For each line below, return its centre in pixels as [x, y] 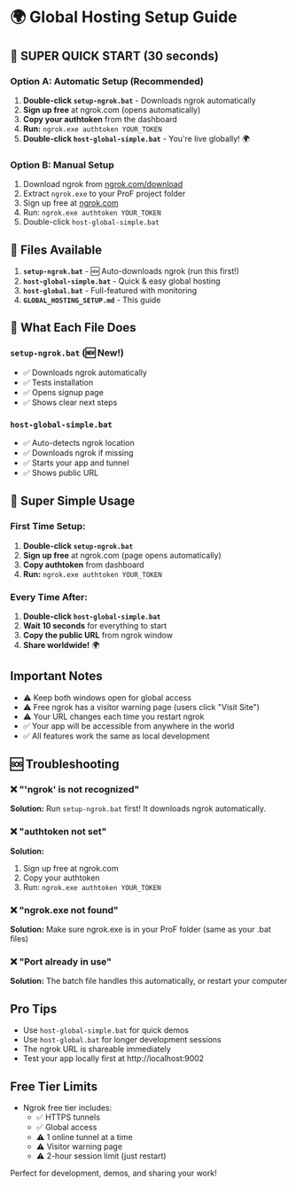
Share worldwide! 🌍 [61, 644]
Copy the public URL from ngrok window [98, 635]
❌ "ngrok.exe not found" [64, 910]
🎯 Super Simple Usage [73, 501]
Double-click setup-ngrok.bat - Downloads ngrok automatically [139, 100]
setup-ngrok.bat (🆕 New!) [67, 353]
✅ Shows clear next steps [70, 402]
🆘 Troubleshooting [65, 765]
